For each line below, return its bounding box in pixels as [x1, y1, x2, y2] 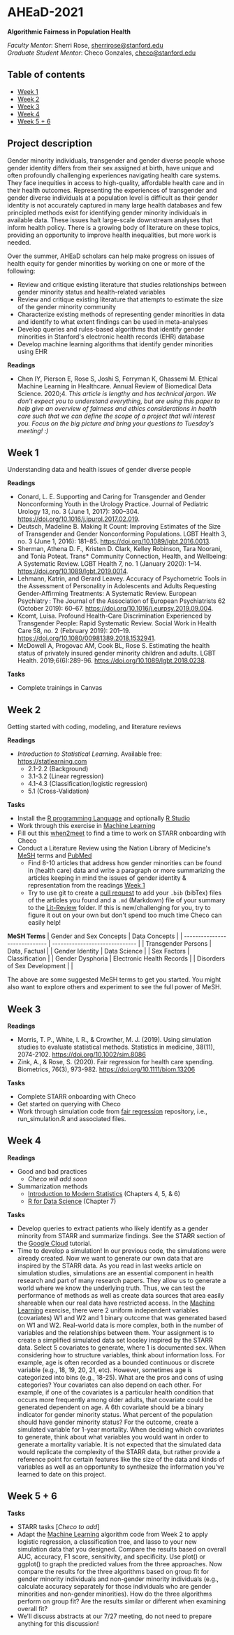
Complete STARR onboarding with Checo [17, 1092, 136, 1101]
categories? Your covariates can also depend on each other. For [17, 1380, 203, 1389]
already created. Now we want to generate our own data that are [17, 1254, 204, 1262]
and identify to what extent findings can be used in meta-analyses [17, 317, 208, 326]
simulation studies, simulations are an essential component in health [17, 1268, 214, 1277]
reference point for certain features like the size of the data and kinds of [17, 1455, 225, 1463]
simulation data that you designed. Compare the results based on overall [17, 1545, 227, 1553]
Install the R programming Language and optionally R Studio [17, 814, 191, 822]
